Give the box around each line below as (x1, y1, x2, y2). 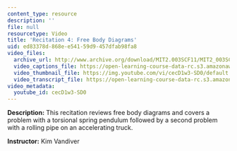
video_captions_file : (13, 63, 78, 70)
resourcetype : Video (7, 30, 68, 37)
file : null (7, 23, 39, 30)
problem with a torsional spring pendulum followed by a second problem (7, 116, 218, 124)
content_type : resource (7, 10, 78, 18)
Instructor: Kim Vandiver (7, 137, 80, 145)
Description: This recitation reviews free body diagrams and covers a (7, 109, 210, 117)
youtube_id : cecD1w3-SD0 (13, 89, 87, 96)
